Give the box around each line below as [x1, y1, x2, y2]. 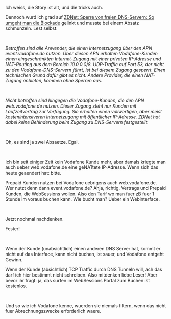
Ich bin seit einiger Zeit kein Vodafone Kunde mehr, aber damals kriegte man [5, 159, 166, 165]
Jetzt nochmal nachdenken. [5, 216, 64, 222]
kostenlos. [5, 283, 27, 289]
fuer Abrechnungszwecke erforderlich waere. [5, 308, 101, 314]
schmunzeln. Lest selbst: [5, 25, 58, 31]
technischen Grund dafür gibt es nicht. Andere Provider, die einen [5, 72, 144, 78]
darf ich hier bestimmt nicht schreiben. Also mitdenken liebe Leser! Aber [5, 272, 158, 278]
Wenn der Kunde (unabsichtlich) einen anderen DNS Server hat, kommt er [5, 246, 161, 251]
